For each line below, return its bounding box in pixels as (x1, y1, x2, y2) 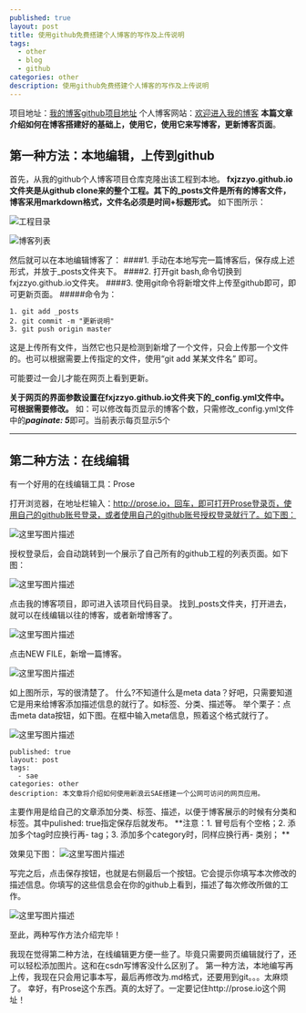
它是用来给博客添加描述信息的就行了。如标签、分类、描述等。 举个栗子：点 (9, 698, 291, 709)
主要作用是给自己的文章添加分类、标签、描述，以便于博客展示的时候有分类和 (9, 806, 297, 817)
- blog (17, 56, 43, 65)
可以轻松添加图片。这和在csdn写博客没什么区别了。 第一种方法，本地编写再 (9, 960, 294, 971)
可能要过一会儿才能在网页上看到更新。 (9, 373, 153, 384)
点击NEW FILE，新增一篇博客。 (9, 648, 127, 659)
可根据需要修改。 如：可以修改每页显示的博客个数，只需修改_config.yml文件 (9, 403, 294, 415)
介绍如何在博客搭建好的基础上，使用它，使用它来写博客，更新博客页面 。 (9, 119, 280, 129)
